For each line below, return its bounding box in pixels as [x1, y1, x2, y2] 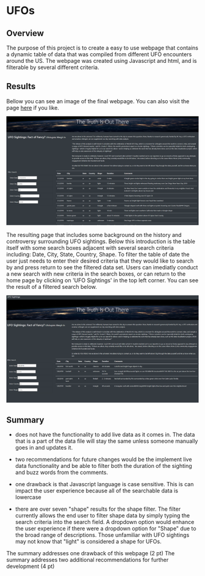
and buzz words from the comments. [15, 468, 109, 476]
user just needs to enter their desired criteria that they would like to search [6, 257, 194, 264]
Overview [6, 28, 45, 38]
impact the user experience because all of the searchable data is [15, 487, 179, 495]
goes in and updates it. [15, 444, 73, 451]
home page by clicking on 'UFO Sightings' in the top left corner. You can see [6, 277, 199, 284]
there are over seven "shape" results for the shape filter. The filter [15, 505, 181, 513]
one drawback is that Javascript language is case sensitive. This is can [15, 481, 194, 488]
